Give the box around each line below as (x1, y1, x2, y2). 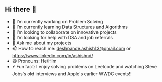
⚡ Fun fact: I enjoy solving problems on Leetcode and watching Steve (12, 63, 157, 69)
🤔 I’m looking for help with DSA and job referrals (12, 34, 113, 40)
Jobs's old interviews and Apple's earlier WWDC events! (12, 71, 131, 77)
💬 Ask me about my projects (12, 40, 72, 46)
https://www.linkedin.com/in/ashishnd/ (12, 52, 93, 58)
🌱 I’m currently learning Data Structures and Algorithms (12, 24, 128, 30)
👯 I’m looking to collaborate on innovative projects (12, 29, 117, 35)
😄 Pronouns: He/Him (12, 58, 57, 64)
